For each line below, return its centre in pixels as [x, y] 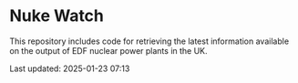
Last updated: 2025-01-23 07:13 [70, 68]
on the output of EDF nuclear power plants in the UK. [108, 50]
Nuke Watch [57, 16]
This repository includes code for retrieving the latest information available [149, 41]
